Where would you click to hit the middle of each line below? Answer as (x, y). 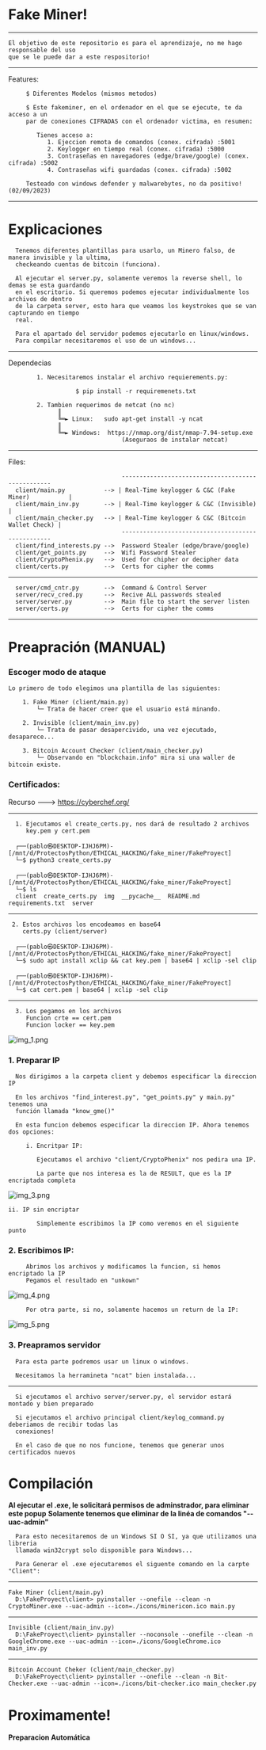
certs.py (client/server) (65, 931)
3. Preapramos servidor (55, 1345)
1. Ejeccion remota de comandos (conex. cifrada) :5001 (141, 142)
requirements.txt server (51, 903)
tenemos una (28, 1104)
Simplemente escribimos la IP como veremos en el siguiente (138, 1223)
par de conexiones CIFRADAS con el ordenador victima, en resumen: (139, 121)
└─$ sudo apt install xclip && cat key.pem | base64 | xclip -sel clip (136, 960)
